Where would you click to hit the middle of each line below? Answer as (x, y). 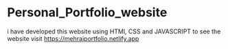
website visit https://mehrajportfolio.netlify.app (73, 38)
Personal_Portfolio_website (87, 13)
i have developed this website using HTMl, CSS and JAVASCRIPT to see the (114, 31)
